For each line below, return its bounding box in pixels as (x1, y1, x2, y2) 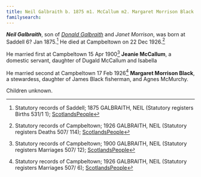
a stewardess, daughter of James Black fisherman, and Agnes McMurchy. (6, 76, 188, 83)
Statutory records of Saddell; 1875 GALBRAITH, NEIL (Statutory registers (14, 104, 194, 111)
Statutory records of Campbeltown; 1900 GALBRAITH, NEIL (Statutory (14, 140, 187, 147)
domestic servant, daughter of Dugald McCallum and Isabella (6, 57, 157, 64)
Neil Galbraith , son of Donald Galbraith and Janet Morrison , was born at (6, 30, 185, 38)
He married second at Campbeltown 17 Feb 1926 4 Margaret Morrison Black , (6, 68, 195, 76)
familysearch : (6, 14, 42, 20)
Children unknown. (6, 87, 53, 94)
